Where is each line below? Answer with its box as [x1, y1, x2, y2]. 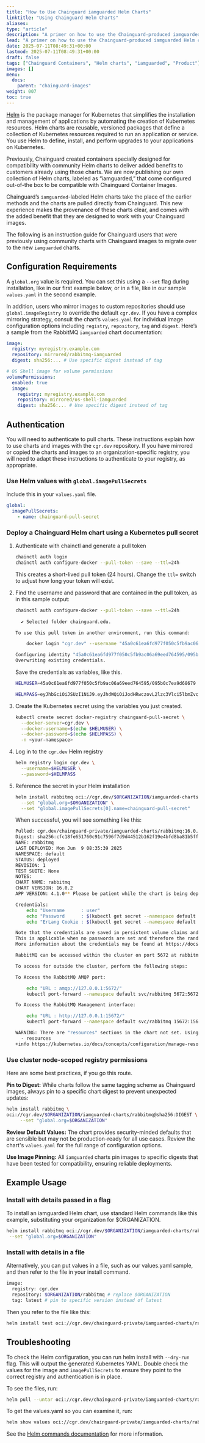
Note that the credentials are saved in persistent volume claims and [15, 930, 199, 936]
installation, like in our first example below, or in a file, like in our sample [6, 284, 187, 291]
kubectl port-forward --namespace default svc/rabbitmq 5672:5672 [26, 991, 199, 997]
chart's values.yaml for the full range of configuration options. [6, 1141, 163, 1149]
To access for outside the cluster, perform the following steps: [15, 963, 188, 969]
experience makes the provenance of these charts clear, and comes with [6, 206, 190, 213]
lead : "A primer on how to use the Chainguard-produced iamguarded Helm [6, 37, 195, 43]
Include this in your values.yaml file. [6, 491, 96, 498]
